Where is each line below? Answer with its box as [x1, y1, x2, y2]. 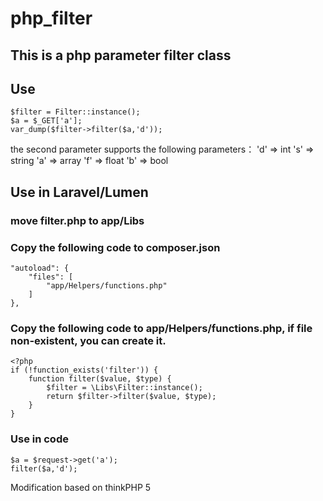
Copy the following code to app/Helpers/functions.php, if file [10, 321, 313, 335]
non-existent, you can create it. [10, 333, 167, 347]
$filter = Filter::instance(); [10, 107, 141, 117]
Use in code [10, 432, 69, 446]
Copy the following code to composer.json [10, 240, 221, 254]
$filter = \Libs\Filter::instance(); [46, 383, 203, 393]
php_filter [10, 7, 93, 30]
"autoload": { [10, 263, 70, 273]
